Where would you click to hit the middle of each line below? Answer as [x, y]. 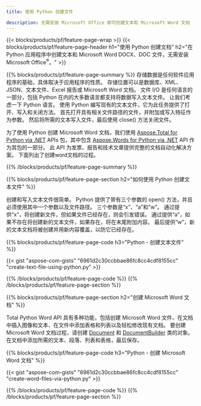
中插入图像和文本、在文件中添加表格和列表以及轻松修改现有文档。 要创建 [96, 325]
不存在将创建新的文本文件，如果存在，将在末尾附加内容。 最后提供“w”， [100, 222]
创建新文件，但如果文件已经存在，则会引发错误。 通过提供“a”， [107, 215]
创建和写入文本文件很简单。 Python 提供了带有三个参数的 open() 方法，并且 [99, 200]
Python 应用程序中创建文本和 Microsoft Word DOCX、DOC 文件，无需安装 [98, 54]
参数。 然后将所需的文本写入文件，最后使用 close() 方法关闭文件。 [93, 120]
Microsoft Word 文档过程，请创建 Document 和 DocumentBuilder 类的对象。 [100, 333]
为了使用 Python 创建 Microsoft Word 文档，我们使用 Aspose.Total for [92, 133]
